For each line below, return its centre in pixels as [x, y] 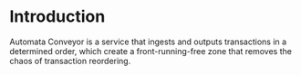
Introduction [57, 17]
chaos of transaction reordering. [70, 61]
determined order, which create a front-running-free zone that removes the [150, 51]
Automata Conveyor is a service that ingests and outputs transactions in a [148, 42]
